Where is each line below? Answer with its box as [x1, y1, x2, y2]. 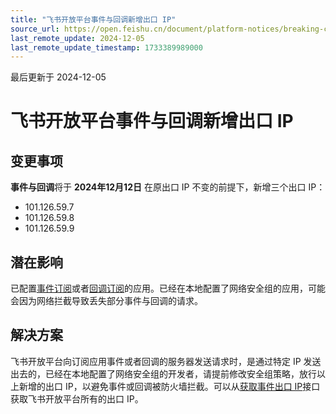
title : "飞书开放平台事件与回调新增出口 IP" [10, 14, 177, 25]
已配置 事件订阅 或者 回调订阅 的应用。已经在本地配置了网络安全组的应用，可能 [10, 282, 326, 295]
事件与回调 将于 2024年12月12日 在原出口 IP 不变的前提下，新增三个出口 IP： [10, 181, 326, 193]
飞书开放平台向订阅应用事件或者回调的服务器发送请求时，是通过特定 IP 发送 [10, 355, 322, 367]
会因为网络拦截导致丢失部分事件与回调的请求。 [10, 295, 203, 307]
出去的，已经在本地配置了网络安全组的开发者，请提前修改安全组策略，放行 [10, 367, 317, 380]
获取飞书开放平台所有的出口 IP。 [10, 392, 144, 405]
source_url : [10, 24, 60, 34]
